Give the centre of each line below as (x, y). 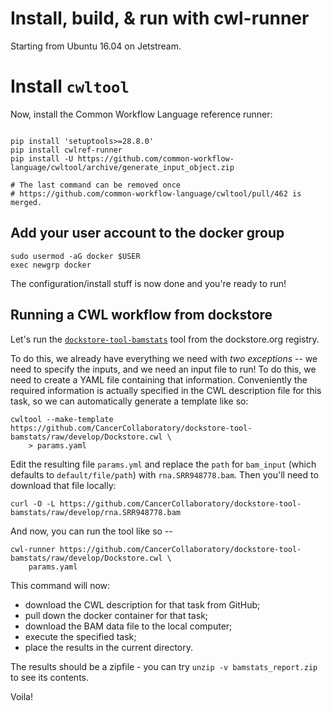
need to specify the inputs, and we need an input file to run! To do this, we (163, 369)
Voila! (22, 696)
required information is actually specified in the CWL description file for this (166, 390)
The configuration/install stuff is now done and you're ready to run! (148, 283)
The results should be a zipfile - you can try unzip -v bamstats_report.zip (164, 666)
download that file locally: (63, 485)
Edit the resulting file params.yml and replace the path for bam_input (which (163, 464)
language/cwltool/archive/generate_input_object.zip (122, 167)
